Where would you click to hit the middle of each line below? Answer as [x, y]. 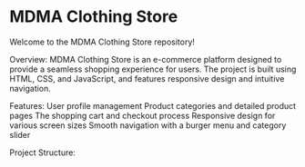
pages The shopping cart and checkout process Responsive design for [142, 115]
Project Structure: [42, 152]
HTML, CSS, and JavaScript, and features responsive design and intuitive [147, 78]
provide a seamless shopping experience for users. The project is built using [153, 69]
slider [20, 134]
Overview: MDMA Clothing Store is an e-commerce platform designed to [146, 59]
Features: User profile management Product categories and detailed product [153, 105]
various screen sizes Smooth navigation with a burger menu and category [148, 125]
